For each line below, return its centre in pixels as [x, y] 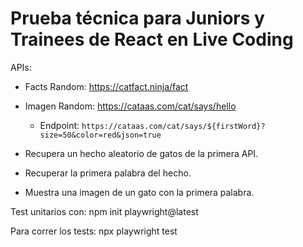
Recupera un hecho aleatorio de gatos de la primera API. [141, 153]
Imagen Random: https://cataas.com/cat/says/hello [130, 106]
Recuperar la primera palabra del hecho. [108, 173]
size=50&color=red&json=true [100, 135]
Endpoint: [59, 125]
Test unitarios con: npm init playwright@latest [104, 211]
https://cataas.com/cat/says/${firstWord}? [173, 126]
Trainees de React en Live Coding [152, 39]
